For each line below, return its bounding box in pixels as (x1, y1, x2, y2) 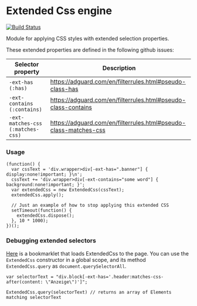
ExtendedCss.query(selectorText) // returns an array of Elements (6, 289, 172, 295)
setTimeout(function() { (11, 207, 72, 214)
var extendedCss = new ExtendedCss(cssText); (11, 187, 125, 193)
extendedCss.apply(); (11, 192, 64, 198)
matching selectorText (6, 294, 62, 300)
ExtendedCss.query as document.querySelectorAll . (6, 263, 127, 270)
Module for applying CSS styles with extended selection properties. (6, 35, 169, 42)
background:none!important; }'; (6, 182, 85, 188)
